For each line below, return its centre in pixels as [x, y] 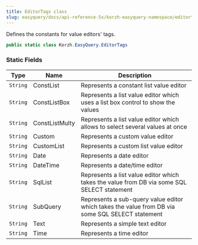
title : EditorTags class [37, 12]
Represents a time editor [114, 233]
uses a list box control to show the [128, 102]
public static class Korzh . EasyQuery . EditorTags [67, 45]
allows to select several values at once [134, 127]
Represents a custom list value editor [132, 146]
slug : [13, 17]
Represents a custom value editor [127, 136]
